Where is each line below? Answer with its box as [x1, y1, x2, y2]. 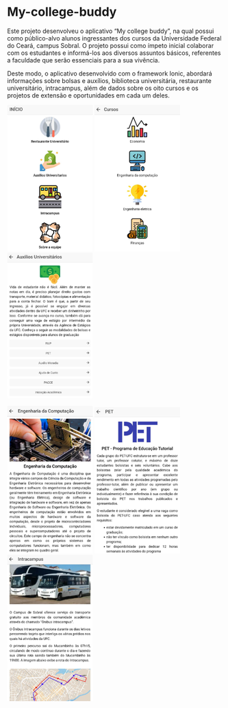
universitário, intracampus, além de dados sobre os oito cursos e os [7, 84, 199, 92]
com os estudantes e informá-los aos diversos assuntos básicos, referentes [7, 49, 221, 57]
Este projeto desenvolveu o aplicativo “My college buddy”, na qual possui [7, 27, 214, 35]
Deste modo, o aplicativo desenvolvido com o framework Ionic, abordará [7, 69, 212, 78]
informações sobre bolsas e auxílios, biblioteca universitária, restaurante [7, 76, 212, 84]
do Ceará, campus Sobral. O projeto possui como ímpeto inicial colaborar [7, 41, 214, 49]
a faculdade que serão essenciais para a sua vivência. [7, 56, 160, 64]
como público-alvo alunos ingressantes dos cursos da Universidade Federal [7, 34, 222, 42]
